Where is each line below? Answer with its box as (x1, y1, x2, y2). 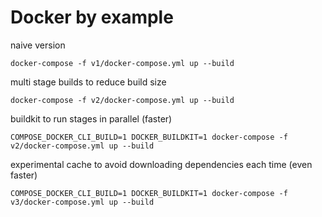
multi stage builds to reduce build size (10, 76, 167, 88)
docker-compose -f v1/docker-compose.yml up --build (10, 58, 235, 68)
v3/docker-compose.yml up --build (10, 197, 155, 207)
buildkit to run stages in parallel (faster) (10, 112, 173, 125)
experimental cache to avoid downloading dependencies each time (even (10, 158, 313, 170)
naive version (10, 39, 66, 51)
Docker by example (10, 6, 174, 29)
